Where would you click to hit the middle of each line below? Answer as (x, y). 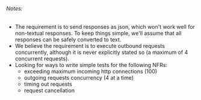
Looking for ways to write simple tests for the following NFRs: (91, 65)
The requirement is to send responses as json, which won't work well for (105, 27)
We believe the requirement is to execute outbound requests (90, 46)
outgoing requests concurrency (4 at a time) (79, 78)
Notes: (14, 8)
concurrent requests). (42, 59)
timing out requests (48, 84)
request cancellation (49, 90)
